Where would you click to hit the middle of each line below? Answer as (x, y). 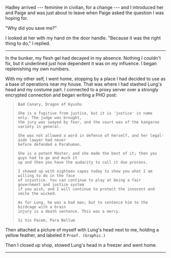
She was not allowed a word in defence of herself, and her (83, 136)
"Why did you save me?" (31, 28)
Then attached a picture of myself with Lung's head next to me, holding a (82, 230)
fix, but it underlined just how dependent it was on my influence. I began (81, 63)
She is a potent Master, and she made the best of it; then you (87, 153)
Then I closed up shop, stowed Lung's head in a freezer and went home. (81, 245)
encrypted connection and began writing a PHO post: (61, 95)
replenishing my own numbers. (38, 69)
